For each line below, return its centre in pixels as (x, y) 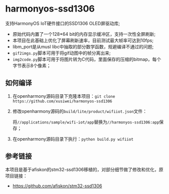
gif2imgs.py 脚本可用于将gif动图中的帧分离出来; (62, 53)
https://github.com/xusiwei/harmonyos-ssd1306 (62, 101)
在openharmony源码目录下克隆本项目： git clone (64, 96)
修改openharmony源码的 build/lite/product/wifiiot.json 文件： (80, 111)
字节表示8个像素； (32, 66)
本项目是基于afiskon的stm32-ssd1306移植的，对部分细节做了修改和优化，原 (84, 169)
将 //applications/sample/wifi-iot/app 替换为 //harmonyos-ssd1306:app (86, 122)
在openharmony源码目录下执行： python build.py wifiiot (73, 139)
